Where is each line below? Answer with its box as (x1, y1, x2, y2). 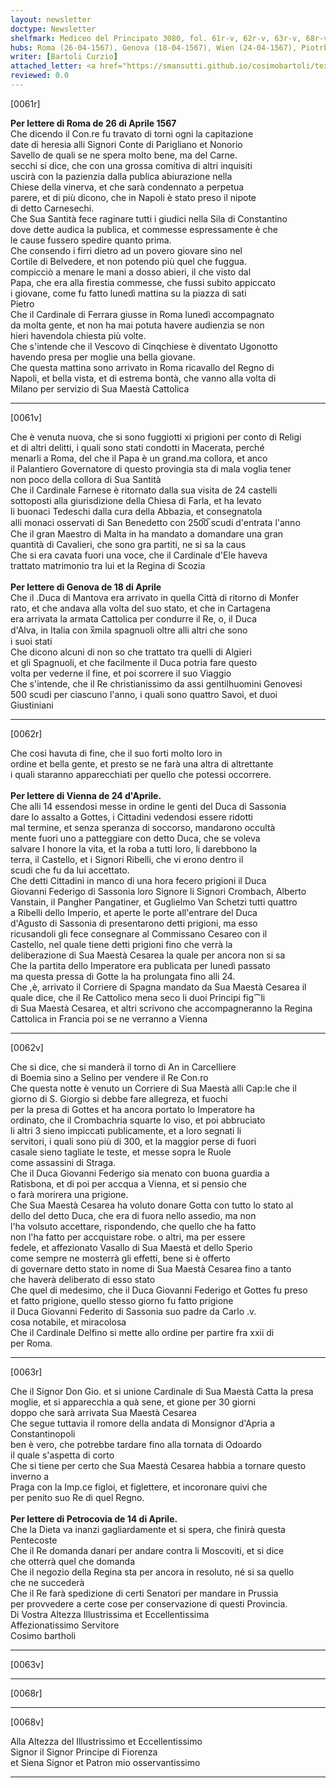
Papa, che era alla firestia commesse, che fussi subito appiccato (10, 276, 276, 288)
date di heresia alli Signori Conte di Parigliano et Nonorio (10, 138, 243, 150)
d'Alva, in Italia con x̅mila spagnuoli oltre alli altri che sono (10, 624, 248, 636)
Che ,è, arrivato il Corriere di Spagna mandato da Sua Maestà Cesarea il (10, 981, 307, 993)
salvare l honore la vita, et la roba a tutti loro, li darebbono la (10, 842, 258, 855)
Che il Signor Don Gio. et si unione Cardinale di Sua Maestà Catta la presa (10, 1385, 314, 1397)
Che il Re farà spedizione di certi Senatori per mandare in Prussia (10, 1587, 279, 1599)
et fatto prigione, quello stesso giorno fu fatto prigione (10, 1294, 234, 1306)
